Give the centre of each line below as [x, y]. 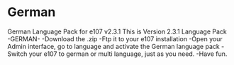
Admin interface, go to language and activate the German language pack [113, 46]
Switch [17, 54]
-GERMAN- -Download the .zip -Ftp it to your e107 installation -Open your [115, 38]
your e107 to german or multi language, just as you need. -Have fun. [128, 54]
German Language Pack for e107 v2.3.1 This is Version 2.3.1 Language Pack [117, 31]
